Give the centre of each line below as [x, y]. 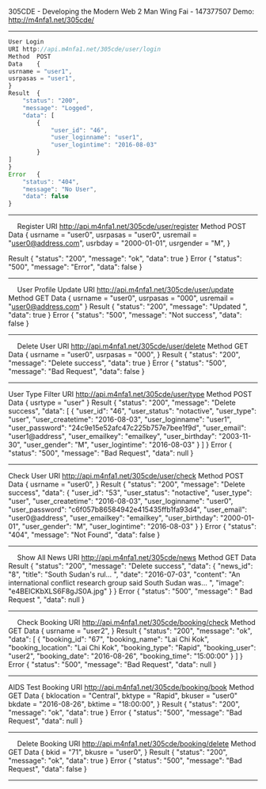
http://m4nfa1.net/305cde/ [51, 20]
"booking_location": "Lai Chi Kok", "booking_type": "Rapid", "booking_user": [132, 648]
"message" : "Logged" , [58, 108]
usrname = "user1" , [40, 71]
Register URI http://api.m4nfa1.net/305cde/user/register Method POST [132, 227]
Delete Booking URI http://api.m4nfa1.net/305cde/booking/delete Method [137, 744]
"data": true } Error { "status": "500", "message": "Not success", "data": [125, 315]
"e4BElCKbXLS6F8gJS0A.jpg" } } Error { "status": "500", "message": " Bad [131, 591]
